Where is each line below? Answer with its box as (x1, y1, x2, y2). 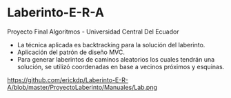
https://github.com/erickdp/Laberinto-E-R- (7, 75, 129, 84)
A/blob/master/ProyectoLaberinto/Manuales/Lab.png (7, 83, 157, 91)
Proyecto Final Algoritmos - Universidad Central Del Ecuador (7, 27, 179, 36)
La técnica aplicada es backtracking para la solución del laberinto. (17, 40, 205, 49)
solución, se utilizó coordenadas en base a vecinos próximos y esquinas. (17, 62, 225, 71)
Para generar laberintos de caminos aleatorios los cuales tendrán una (17, 55, 215, 63)
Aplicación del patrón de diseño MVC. (17, 48, 125, 56)
